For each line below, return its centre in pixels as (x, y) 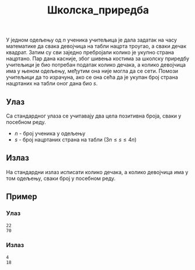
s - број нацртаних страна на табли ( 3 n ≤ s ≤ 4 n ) (76, 140)
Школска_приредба (98, 10)
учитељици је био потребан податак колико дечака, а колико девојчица (96, 65)
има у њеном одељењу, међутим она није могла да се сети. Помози (92, 71)
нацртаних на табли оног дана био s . (52, 84)
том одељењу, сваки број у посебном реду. (61, 178)
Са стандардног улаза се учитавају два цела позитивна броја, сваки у (94, 116)
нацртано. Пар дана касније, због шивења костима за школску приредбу (98, 58)
